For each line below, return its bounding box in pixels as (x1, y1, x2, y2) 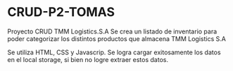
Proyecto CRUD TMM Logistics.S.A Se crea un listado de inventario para (7, 27, 218, 35)
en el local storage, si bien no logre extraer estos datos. (7, 55, 169, 63)
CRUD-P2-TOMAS (7, 4, 115, 20)
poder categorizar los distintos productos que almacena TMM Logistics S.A (7, 34, 227, 42)
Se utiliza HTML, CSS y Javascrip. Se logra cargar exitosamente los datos (7, 48, 221, 56)
